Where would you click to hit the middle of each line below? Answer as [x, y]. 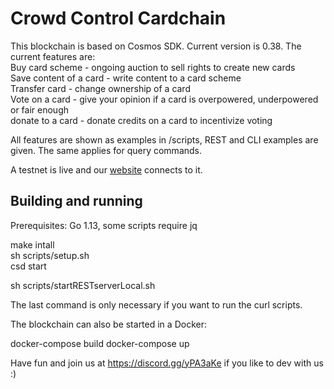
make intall [32, 244]
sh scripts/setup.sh [50, 255]
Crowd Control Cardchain [118, 18]
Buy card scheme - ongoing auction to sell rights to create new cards [153, 67]
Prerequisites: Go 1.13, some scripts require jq [104, 225]
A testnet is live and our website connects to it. [106, 169]
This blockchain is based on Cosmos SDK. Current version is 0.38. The [156, 46]
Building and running [76, 201]
